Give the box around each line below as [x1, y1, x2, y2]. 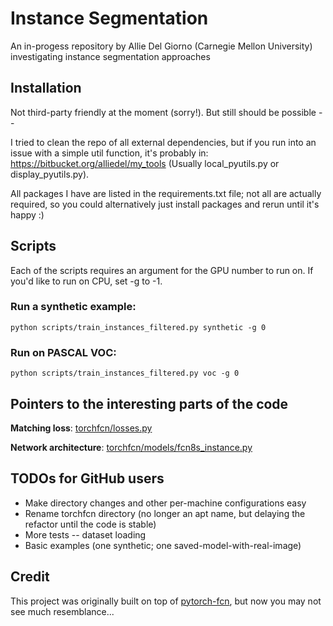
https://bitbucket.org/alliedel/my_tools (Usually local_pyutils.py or [10, 157, 280, 169]
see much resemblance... [10, 605, 115, 617]
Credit [10, 568, 50, 586]
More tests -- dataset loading [24, 528, 147, 541]
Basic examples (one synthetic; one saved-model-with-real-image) [24, 539, 302, 551]
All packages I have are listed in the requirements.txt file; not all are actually [10, 187, 322, 199]
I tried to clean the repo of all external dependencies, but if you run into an [10, 136, 317, 148]
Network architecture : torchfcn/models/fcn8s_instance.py [10, 441, 253, 453]
